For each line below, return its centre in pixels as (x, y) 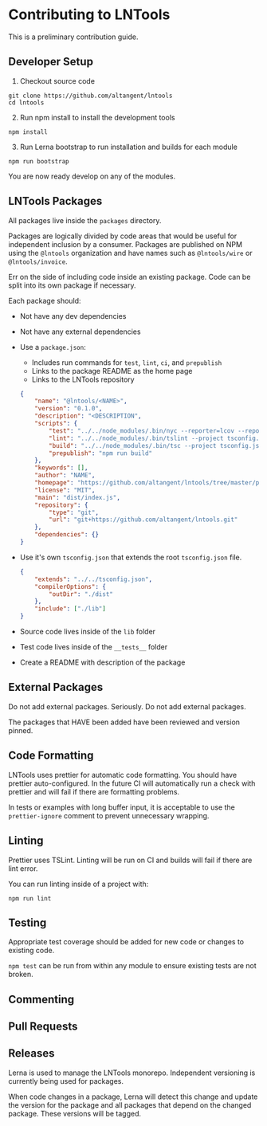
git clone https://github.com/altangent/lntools (90, 96)
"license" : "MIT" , (65, 490)
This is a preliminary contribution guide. (73, 37)
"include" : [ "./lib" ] (70, 609)
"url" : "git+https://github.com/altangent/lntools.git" (143, 520)
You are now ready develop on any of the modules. (92, 176)
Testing (27, 922)
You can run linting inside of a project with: (79, 884)
